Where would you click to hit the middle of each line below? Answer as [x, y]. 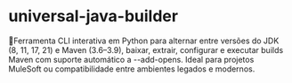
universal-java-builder [93, 16]
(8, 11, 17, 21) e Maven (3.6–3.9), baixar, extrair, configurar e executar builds [146, 49]
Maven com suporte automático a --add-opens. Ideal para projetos [131, 59]
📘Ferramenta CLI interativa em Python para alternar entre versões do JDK [144, 41]
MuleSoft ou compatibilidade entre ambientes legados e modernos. [132, 69]
